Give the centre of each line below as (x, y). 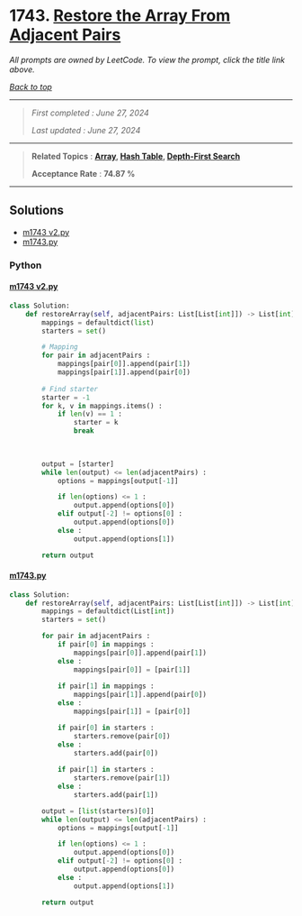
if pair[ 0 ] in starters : (106, 728)
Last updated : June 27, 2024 (86, 130)
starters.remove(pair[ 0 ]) (122, 736)
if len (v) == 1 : (90, 414)
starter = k (96, 423)
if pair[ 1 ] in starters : (106, 770)
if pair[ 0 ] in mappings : (106, 645)
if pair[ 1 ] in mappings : (106, 686)
